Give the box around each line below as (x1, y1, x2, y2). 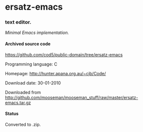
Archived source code (5, 41, 51, 47)
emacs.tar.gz (5, 99, 31, 105)
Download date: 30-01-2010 (5, 80, 61, 86)
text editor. (5, 19, 32, 26)
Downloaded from (5, 89, 41, 95)
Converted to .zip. (5, 121, 41, 127)
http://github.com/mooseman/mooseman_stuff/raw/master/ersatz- (5, 94, 138, 100)
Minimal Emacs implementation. (5, 30, 69, 35)
